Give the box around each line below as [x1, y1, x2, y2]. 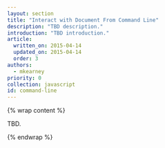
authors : [7, 62, 32, 68]
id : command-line [7, 87, 57, 94]
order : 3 [13, 55, 39, 62]
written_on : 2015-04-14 [13, 42, 81, 49]
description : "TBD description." [7, 23, 104, 30]
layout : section [7, 10, 54, 17]
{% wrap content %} [7, 107, 66, 115]
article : [7, 36, 32, 43]
